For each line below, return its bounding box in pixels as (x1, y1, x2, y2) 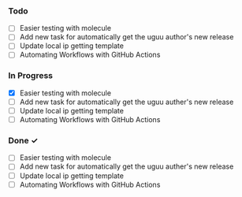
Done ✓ (8, 136, 39, 147)
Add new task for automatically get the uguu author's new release (19, 32, 234, 42)
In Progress (8, 70, 54, 81)
